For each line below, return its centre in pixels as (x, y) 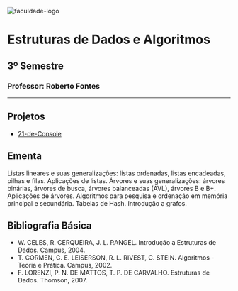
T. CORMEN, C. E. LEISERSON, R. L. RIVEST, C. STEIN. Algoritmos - (116, 258)
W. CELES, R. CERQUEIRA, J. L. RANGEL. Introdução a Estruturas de (117, 243)
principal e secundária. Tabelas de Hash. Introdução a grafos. (97, 203)
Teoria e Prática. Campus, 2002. (65, 265)
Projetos (26, 117)
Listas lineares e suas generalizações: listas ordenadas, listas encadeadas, (117, 173)
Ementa (25, 156)
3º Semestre (35, 66)
